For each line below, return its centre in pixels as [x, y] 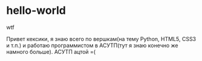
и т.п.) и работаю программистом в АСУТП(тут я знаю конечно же [92, 45]
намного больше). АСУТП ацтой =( [51, 51]
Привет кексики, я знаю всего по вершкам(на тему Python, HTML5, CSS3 [101, 39]
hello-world [36, 11]
